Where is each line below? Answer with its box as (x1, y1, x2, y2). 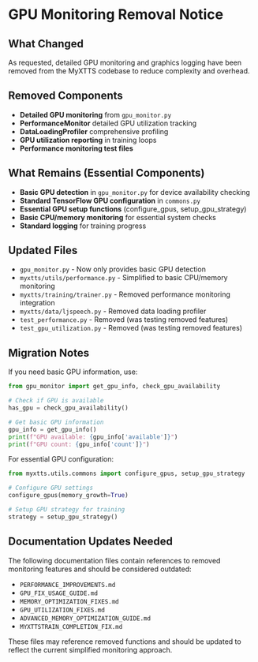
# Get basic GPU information (8, 418, 104, 426)
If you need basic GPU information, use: (8, 367, 138, 376)
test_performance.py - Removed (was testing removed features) (19, 315, 229, 324)
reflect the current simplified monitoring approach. (8, 645, 173, 654)
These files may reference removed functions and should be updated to (8, 637, 242, 646)
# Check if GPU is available (8, 397, 104, 405)
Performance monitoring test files (19, 144, 134, 153)
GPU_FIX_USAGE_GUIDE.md (19, 589, 99, 597)
